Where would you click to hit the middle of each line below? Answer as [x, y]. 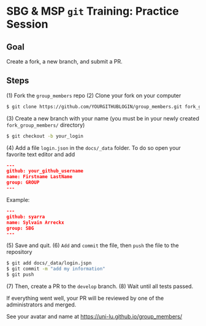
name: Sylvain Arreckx [35, 222]
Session [27, 24]
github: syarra [26, 217]
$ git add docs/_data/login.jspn [49, 263]
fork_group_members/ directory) [46, 125]
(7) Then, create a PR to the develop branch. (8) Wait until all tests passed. [100, 286]
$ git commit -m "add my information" [56, 269]
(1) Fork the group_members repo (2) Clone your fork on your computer [94, 95]
